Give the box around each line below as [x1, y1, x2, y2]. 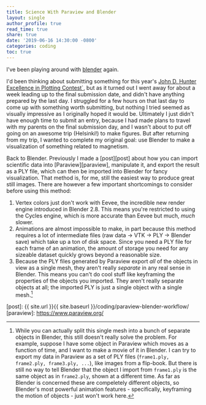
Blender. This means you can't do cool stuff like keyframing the [15, 270, 175, 278]
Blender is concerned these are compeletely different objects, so [15, 379, 180, 387]
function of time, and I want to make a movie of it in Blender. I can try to [15, 347, 196, 354]
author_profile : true [6, 20, 62, 26]
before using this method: [6, 187, 72, 194]
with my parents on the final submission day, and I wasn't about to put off [6, 123, 192, 131]
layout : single [6, 15, 45, 21]
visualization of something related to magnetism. [6, 142, 129, 150]
